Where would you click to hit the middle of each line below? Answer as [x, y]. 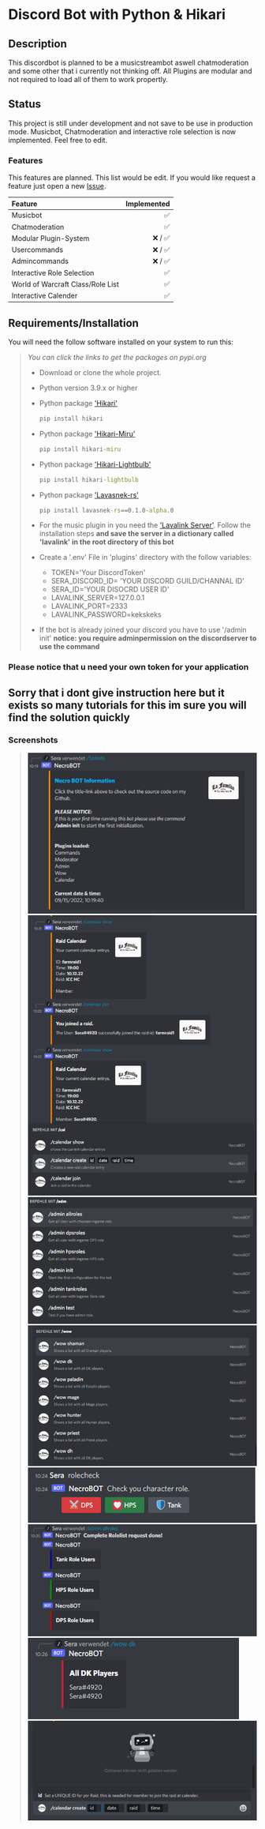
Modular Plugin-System [50, 238]
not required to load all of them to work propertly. [88, 79]
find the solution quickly [69, 717]
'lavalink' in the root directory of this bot [106, 542]
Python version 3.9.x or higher [88, 388]
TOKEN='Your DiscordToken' [98, 573]
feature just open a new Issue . [57, 186]
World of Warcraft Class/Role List [65, 284]
